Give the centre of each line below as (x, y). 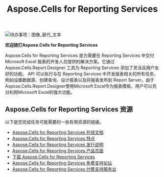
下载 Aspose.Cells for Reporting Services (54, 157)
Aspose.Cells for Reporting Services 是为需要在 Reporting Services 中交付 (80, 55)
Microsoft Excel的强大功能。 (46, 92)
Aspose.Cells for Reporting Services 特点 (54, 139)
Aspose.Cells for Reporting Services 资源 (69, 109)
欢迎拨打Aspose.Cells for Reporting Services (51, 45)
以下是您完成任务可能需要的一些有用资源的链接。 (54, 122)
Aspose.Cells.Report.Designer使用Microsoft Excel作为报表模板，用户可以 (79, 86)
